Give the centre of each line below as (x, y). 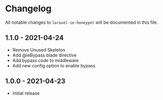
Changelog (28, 9)
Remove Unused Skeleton (39, 50)
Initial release (26, 93)
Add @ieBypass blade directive (44, 55)
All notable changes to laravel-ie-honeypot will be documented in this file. (81, 22)
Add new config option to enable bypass (54, 65)
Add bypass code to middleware (45, 60)
